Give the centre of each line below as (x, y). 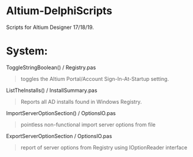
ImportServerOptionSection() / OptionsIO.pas (61, 113)
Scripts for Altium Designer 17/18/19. (50, 27)
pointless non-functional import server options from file (88, 125)
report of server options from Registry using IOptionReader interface (104, 147)
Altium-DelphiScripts (59, 11)
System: (27, 51)
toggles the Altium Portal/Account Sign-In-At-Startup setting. (95, 78)
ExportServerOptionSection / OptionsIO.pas (59, 136)
